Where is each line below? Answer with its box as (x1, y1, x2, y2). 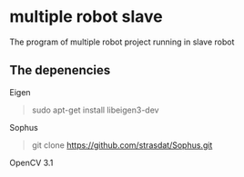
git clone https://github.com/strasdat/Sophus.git (31, 139, 213, 151)
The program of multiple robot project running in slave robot (9, 36, 235, 47)
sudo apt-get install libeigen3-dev (31, 104, 159, 115)
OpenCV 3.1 (9, 157, 54, 168)
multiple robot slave (9, 6, 163, 27)
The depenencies (9, 63, 111, 78)
